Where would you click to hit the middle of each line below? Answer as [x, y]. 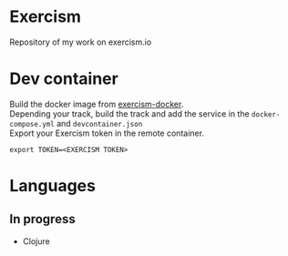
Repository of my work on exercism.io [81, 42]
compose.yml [32, 124]
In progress [42, 219]
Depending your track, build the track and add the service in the [129, 113]
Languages [52, 186]
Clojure [36, 241]
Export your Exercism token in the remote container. [107, 133]
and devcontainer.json [99, 123]
